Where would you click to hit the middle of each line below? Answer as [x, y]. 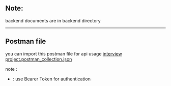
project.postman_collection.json [39, 59]
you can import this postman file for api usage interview [64, 53]
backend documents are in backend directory [53, 20]
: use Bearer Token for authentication [51, 79]
